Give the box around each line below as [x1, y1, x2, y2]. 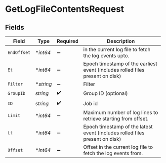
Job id [83, 100, 98, 107]
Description [107, 38, 135, 44]
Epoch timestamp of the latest [83, 123, 153, 130]
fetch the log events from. [83, 150, 143, 157]
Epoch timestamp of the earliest [83, 60, 157, 67]
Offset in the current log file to [83, 144, 153, 150]
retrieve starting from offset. [83, 115, 149, 122]
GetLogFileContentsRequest [5, 3, 124, 15]
